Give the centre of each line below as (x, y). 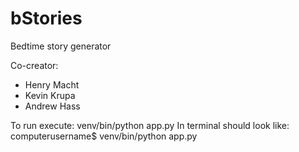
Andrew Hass (52, 106)
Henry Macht (52, 84)
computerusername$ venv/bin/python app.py (104, 136)
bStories (46, 18)
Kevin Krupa (50, 95)
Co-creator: (34, 65)
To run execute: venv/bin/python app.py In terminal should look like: (150, 125)
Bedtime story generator (61, 46)
